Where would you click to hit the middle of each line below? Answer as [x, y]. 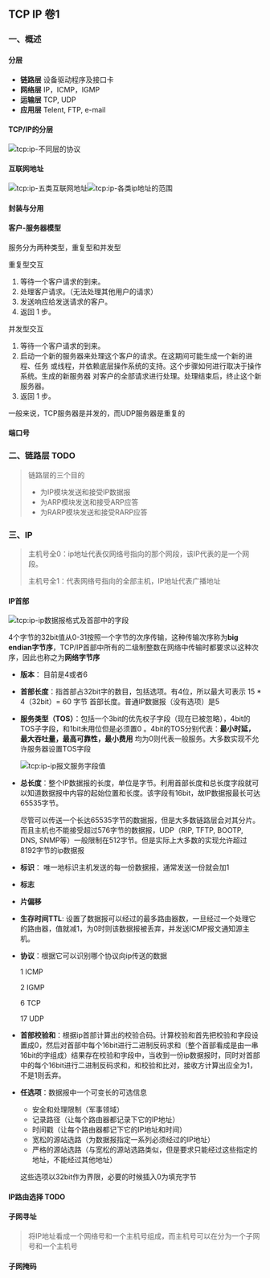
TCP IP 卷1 [34, 14]
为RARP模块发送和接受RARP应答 [94, 512]
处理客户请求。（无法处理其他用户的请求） [89, 291]
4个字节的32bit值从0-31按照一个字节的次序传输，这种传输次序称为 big [123, 637]
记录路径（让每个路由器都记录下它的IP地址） [106, 1120]
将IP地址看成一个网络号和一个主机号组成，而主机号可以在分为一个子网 [144, 1235]
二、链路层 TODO [42, 456]
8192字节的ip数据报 [52, 850]
